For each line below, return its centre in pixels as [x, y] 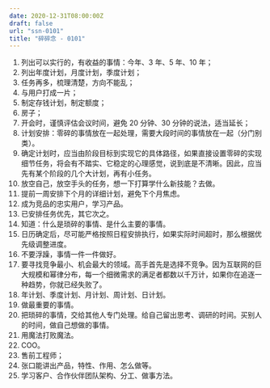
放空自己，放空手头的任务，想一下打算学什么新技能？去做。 [120, 183]
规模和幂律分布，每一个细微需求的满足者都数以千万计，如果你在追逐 [141, 275]
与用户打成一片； [49, 93]
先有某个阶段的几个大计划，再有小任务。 [88, 174]
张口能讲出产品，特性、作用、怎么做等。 [88, 365]
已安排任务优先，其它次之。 [67, 214]
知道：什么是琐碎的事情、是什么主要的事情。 [95, 224]
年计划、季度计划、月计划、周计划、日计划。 [95, 295]
